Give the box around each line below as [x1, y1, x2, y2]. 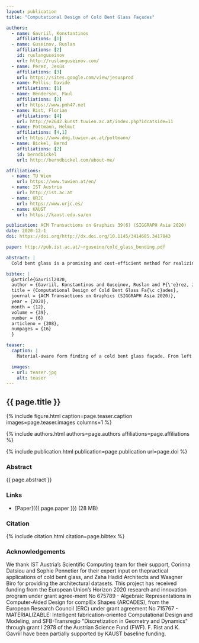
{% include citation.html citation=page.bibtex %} [6, 532, 125, 539]
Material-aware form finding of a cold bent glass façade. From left [17, 353, 192, 359]
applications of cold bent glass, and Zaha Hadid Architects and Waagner [6, 574, 183, 581]
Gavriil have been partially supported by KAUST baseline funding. [6, 630, 166, 637]
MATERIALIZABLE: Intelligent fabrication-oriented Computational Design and [6, 611, 193, 619]
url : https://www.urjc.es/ [17, 201, 84, 207]
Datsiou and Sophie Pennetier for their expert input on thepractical [6, 567, 169, 574]
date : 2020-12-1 [6, 228, 46, 234]
